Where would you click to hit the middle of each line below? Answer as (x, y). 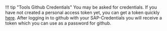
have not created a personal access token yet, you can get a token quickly (82, 12)
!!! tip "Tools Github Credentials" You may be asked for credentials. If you (81, 7)
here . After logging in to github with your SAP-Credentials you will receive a (84, 18)
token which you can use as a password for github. (58, 23)
